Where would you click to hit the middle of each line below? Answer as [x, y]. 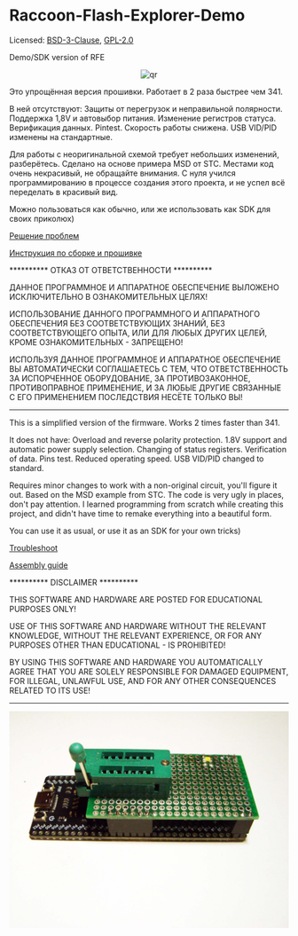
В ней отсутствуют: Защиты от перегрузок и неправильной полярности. [146, 108]
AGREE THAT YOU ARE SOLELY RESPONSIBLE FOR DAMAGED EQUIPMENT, [149, 672]
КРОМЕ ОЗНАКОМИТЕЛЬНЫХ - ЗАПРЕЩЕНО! [96, 342]
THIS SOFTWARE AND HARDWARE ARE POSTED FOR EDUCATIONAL [136, 599]
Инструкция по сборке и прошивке [76, 253]
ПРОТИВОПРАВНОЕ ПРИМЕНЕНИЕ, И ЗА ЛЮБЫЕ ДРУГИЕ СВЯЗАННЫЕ [145, 388]
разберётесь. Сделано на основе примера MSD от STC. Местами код [141, 163]
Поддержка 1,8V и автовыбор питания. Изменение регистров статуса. [143, 118]
